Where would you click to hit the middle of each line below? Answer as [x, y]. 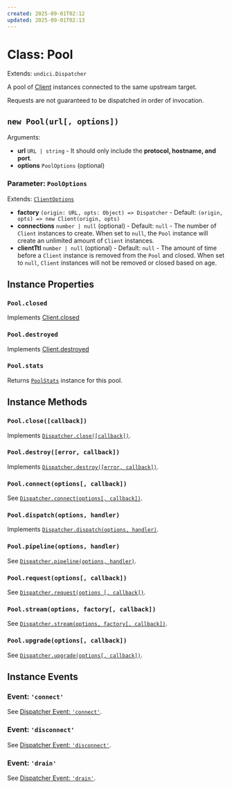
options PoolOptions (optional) [61, 166]
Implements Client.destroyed [48, 349]
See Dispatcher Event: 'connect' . [55, 712]
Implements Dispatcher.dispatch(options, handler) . [83, 529]
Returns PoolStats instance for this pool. [65, 380]
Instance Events [43, 677]
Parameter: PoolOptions [47, 183]
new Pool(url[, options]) [63, 121]
